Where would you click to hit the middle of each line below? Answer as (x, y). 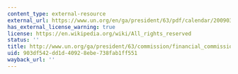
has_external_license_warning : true (61, 27)
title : (17, 47)
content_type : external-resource (57, 14)
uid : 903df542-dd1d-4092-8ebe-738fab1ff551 (73, 54)
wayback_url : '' (31, 60)
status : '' (23, 40)
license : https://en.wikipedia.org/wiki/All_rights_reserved (100, 33)
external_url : (28, 20)
